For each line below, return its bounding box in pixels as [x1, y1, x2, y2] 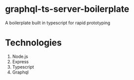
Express [12, 58, 29, 65]
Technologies [5, 37, 62, 48]
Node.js [12, 53, 28, 59]
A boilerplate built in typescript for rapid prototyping [5, 20, 110, 26]
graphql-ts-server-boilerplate [5, 3, 130, 15]
